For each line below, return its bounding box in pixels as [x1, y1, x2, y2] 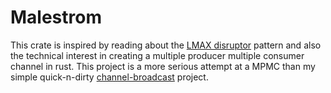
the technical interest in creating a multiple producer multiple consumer [10, 49, 305, 61]
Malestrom [10, 6, 102, 29]
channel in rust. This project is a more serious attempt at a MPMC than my [10, 60, 316, 72]
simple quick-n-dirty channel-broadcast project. [10, 71, 209, 83]
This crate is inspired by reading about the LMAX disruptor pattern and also [10, 39, 322, 51]
